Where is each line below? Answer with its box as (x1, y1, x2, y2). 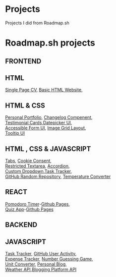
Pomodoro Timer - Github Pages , (5, 201, 70, 207)
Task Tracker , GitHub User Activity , (5, 250, 77, 256)
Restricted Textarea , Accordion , (5, 163, 70, 169)
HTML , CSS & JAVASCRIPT (5, 145, 91, 153)
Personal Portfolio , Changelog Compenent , (5, 114, 93, 120)
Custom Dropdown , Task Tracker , (5, 168, 72, 174)
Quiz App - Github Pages (5, 206, 54, 212)
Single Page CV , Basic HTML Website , (5, 87, 83, 93)
